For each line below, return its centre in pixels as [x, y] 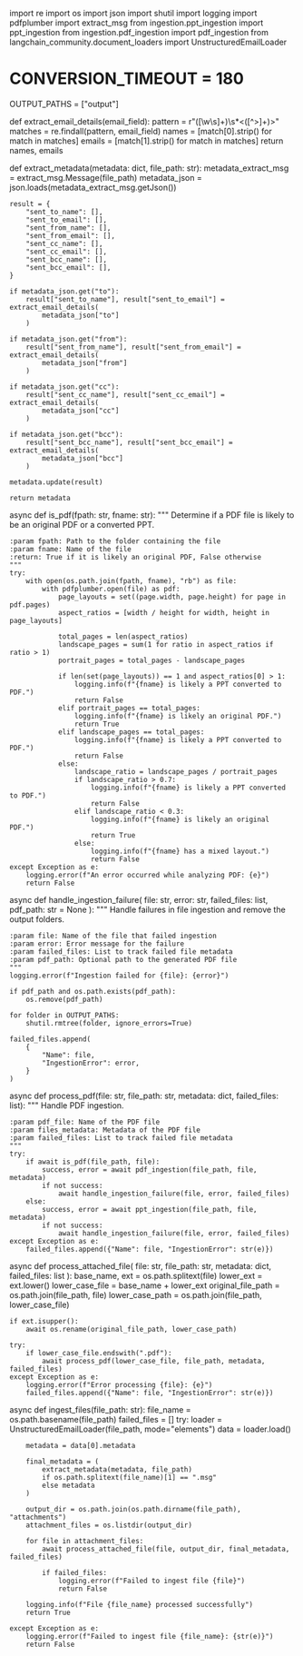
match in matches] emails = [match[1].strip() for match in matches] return [147, 141]
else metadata [68, 1485]
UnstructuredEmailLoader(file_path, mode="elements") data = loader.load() [151, 1429]
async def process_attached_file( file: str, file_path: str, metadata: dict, [141, 1265]
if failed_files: [74, 1572]
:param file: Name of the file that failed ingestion [113, 936]
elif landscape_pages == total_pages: [131, 732]
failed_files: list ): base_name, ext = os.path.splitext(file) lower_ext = [136, 1275]
